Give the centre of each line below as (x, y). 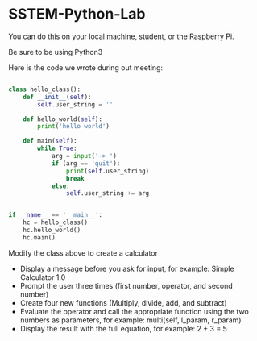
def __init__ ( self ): (57, 97)
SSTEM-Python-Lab (77, 14)
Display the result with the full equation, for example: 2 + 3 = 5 (124, 328)
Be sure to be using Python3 (56, 52)
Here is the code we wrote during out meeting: (86, 67)
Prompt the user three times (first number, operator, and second (126, 285)
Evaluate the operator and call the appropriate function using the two (135, 311)
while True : (58, 149)
